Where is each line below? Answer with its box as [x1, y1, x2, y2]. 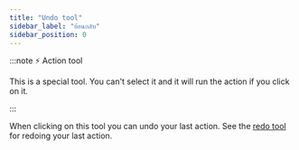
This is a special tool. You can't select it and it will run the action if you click [9, 76, 290, 87]
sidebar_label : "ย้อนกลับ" [9, 22, 100, 31]
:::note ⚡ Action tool [9, 55, 83, 66]
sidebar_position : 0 [9, 30, 88, 39]
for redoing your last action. [9, 130, 113, 141]
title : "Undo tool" [9, 13, 83, 23]
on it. [9, 86, 29, 97]
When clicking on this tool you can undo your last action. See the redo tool [9, 121, 286, 132]
